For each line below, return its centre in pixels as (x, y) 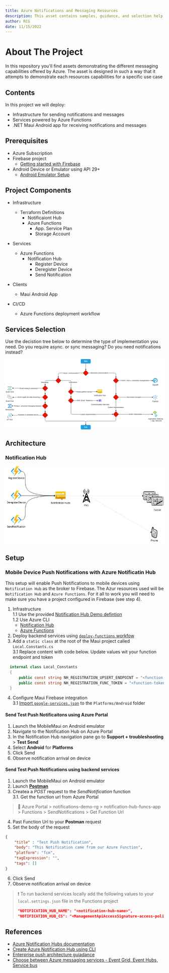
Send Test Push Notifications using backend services (62, 770)
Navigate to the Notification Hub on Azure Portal (63, 731)
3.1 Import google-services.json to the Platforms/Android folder (79, 703)
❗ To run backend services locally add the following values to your (86, 893)
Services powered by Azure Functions (52, 120)
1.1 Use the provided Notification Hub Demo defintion (67, 614)
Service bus (25, 965)
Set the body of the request (41, 827)
